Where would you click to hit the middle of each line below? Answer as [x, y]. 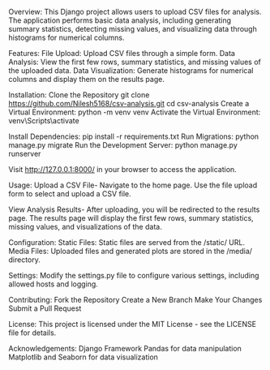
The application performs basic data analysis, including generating [120, 20]
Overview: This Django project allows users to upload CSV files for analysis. [135, 12]
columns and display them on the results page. [86, 79]
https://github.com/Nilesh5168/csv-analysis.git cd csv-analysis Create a [129, 103]
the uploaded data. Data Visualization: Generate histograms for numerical [131, 71]
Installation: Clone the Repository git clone [79, 95]
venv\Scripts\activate [44, 120]
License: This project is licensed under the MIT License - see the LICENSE [133, 324]
